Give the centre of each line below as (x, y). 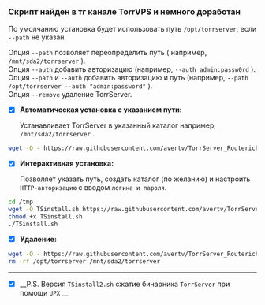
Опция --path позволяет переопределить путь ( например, (108, 53)
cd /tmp (21, 202)
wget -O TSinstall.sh (44, 210)
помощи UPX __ (44, 292)
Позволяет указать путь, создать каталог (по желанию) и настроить (135, 179)
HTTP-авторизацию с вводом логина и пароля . (93, 188)
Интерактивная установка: (67, 163)
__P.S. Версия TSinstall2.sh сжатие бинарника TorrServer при (125, 284)
